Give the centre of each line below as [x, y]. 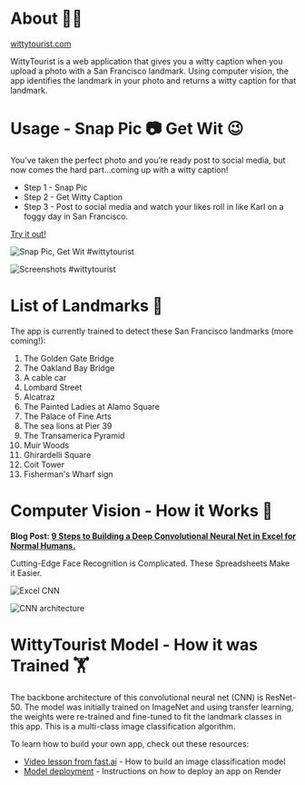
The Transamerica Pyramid [74, 435]
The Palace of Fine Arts [67, 416]
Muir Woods [46, 445]
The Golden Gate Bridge [69, 358]
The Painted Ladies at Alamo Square [91, 406]
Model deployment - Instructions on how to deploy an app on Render [152, 770]
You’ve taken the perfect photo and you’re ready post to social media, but [148, 160]
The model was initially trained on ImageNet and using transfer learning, [159, 707]
